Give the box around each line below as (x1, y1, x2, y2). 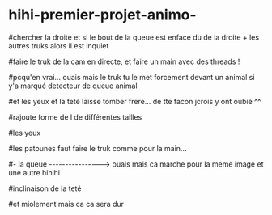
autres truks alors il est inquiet (8, 40, 109, 50)
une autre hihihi (8, 167, 61, 177)
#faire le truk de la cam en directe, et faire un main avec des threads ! (8, 57, 240, 66)
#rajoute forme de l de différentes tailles (8, 112, 142, 122)
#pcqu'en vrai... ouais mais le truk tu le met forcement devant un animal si (8, 72, 255, 82)
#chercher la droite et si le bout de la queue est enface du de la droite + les (8, 32, 260, 42)
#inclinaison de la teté (8, 183, 82, 193)
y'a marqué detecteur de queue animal (8, 81, 138, 91)
